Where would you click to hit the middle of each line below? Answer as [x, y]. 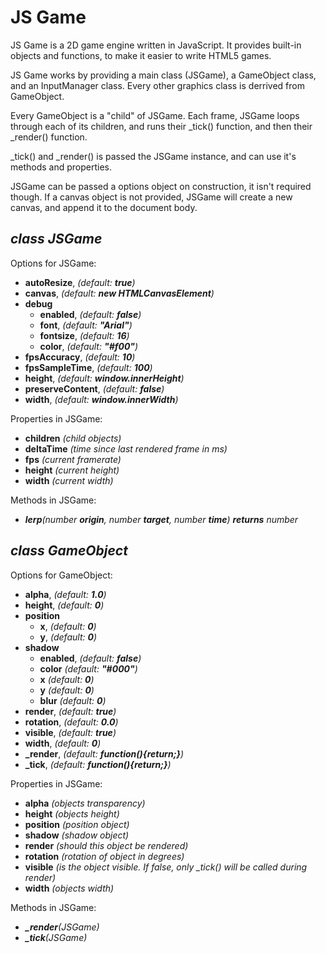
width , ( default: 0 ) [63, 743]
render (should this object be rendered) [106, 845]
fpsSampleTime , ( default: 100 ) [88, 367]
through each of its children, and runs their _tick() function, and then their [161, 126]
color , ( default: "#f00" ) [89, 346]
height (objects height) [72, 813]
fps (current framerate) [73, 459]
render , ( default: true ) [70, 711]
